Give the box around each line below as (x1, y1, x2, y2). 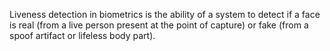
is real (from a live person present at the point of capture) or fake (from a (9, 19, 309, 31)
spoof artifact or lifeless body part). (9, 30, 156, 41)
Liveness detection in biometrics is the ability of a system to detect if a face (9, 9, 321, 20)
